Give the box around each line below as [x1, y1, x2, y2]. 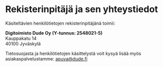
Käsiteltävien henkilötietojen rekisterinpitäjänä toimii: [5, 20, 116, 26]
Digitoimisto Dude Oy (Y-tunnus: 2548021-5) [5, 30, 103, 36]
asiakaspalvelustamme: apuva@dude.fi [5, 55, 88, 61]
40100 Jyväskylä [5, 40, 41, 46]
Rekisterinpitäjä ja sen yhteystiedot [5, 4, 158, 15]
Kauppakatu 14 [5, 35, 37, 41]
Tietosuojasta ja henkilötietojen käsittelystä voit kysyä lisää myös [5, 50, 142, 56]
